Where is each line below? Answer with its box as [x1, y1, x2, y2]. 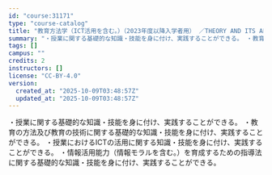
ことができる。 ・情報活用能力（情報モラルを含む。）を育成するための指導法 [8, 148, 262, 157]
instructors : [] [8, 65, 63, 73]
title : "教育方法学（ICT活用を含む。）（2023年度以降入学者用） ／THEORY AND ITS [8, 27, 257, 35]
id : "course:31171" [8, 11, 74, 20]
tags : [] [8, 42, 38, 50]
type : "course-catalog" [8, 19, 89, 27]
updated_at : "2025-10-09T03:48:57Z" [15, 94, 139, 102]
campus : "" [8, 49, 45, 57]
